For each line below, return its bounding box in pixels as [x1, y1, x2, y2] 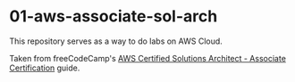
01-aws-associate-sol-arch [9, 6, 218, 27]
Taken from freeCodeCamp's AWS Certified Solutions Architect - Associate [9, 53, 286, 63]
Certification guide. [9, 62, 80, 73]
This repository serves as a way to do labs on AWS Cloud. [9, 36, 223, 46]
